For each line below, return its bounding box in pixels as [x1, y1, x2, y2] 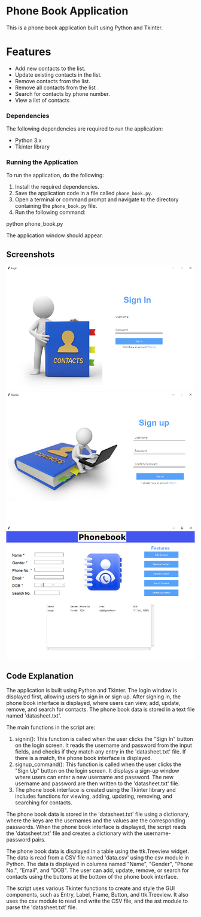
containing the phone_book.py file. [14, 202, 98, 210]
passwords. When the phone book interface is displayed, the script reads [6, 824, 187, 831]
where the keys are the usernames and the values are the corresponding [6, 817, 185, 824]
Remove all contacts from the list [14, 84, 96, 91]
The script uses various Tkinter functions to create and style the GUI [6, 885, 175, 892]
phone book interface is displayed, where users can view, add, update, [6, 700, 181, 707]
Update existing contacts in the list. [14, 71, 102, 78]
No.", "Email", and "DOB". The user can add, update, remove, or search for [6, 867, 190, 874]
